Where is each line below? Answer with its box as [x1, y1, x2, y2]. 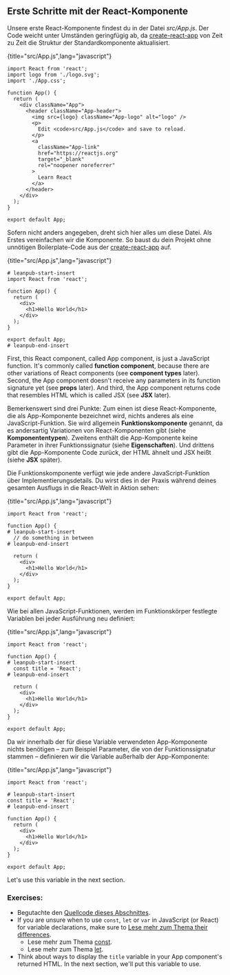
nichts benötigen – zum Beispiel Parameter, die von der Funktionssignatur [7, 745, 216, 753]
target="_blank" [37, 155, 85, 163]
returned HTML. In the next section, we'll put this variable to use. [17, 960, 201, 968]
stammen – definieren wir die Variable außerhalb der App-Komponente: [7, 752, 210, 760]
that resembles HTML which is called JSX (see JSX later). [7, 391, 171, 399]
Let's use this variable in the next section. [7, 876, 125, 884]
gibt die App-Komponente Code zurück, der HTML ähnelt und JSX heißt [7, 448, 211, 456]
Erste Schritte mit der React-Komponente [7, 6, 188, 17]
